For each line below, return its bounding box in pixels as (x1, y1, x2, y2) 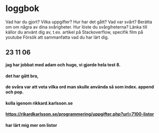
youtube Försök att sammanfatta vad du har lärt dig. (5, 34, 109, 40)
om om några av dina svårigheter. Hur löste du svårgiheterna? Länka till (5, 24, 147, 30)
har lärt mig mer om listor (5, 122, 58, 128)
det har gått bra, (5, 73, 39, 79)
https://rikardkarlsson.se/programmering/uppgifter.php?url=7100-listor (5, 111, 154, 117)
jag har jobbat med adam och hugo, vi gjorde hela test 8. (5, 61, 121, 68)
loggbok (5, 3, 40, 14)
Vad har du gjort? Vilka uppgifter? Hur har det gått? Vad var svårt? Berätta (5, 19, 153, 25)
